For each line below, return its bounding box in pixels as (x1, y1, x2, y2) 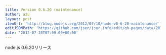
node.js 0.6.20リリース (5, 45, 52, 50)
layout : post (5, 16, 32, 21)
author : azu (5, 12, 30, 17)
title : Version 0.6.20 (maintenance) (5, 7, 83, 12)
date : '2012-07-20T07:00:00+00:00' (5, 30, 79, 35)
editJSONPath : (5, 26, 35, 31)
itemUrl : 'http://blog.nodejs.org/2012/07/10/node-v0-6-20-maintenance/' (5, 21, 161, 26)
